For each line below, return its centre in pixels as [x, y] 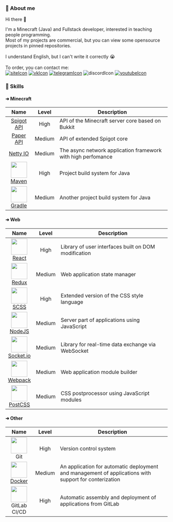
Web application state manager [98, 274]
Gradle [19, 206]
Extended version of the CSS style [102, 295]
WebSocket [74, 351]
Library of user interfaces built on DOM [108, 246]
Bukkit [67, 127]
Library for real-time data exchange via [108, 344]
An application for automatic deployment [109, 466]
